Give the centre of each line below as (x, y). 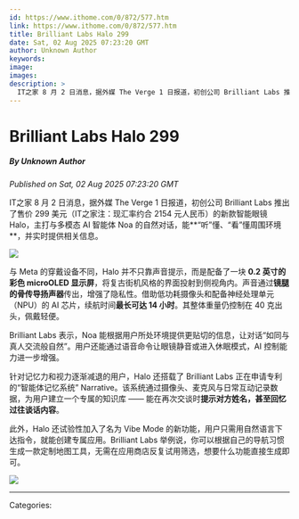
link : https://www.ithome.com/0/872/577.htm (93, 26)
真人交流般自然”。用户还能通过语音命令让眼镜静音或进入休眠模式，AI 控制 (145, 346)
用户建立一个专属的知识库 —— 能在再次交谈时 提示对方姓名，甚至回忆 (159, 399)
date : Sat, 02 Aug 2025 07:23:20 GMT (79, 42)
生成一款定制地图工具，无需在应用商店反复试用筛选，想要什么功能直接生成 (145, 450)
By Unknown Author (48, 161)
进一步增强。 (40, 357)
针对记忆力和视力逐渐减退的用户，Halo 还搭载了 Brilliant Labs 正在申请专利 (146, 376)
